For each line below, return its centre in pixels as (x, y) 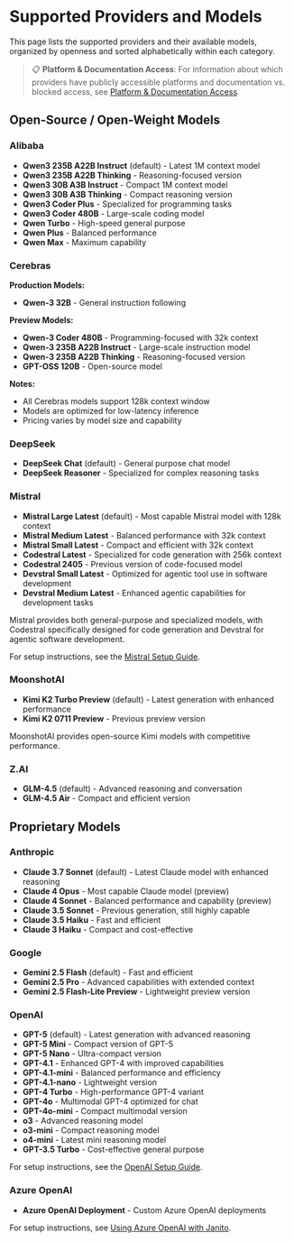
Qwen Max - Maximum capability (84, 242)
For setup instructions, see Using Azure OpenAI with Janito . (120, 1228)
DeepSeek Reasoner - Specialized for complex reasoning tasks (141, 473)
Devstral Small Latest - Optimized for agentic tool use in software (145, 574)
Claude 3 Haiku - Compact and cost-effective (108, 929)
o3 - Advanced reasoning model (83, 1121)
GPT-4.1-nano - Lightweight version (90, 1082)
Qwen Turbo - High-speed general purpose (104, 223)
